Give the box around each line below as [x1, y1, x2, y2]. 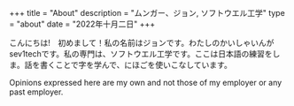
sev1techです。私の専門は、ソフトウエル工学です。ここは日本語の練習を [9, 49, 273, 59]
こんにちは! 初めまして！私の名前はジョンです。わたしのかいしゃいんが [9, 38, 275, 48]
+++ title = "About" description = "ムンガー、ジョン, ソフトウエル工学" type [9, 8, 285, 18]
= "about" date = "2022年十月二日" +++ [9, 19, 156, 29]
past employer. [9, 87, 64, 97]
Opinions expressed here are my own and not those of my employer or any [9, 78, 282, 87]
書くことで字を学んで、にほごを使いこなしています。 [39, 60, 232, 70]
